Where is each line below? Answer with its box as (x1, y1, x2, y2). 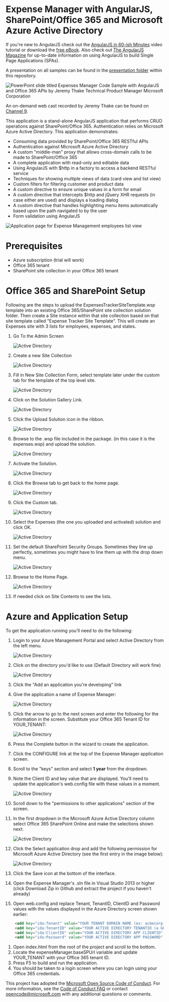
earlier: (13, 911, 28, 917)
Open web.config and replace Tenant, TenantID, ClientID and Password (13, 900, 160, 907)
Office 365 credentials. (13, 971, 61, 977)
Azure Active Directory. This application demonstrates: (6, 128, 119, 134)
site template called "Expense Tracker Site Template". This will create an (6, 318, 155, 324)
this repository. (6, 72, 37, 78)
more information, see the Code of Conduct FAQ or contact (6, 986, 128, 992)
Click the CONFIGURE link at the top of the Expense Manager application (13, 750, 163, 757)
